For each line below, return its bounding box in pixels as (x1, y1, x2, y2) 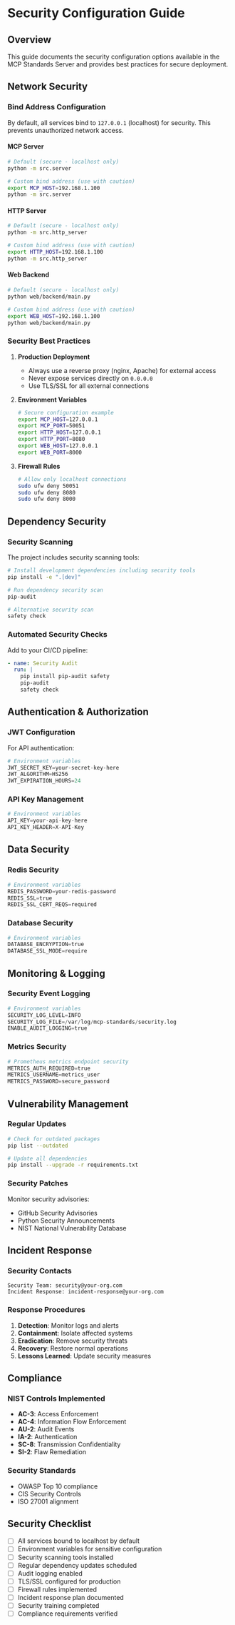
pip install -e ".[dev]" (7, 573, 81, 580)
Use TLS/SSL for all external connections (28, 381, 150, 390)
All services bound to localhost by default (17, 1536, 140, 1545)
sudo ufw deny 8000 (17, 495, 76, 503)
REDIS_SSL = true (7, 895, 53, 902)
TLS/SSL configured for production (17, 1577, 121, 1586)
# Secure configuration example (17, 409, 114, 416)
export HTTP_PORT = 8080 (17, 436, 85, 443)
